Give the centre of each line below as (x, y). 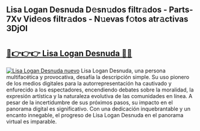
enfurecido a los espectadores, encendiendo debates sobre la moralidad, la (100, 90)
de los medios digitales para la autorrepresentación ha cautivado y (89, 83)
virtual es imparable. (32, 121)
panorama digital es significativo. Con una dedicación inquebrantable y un (98, 109)
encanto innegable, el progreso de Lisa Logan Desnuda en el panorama (95, 115)
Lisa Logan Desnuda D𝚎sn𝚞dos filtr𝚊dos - (87, 10)
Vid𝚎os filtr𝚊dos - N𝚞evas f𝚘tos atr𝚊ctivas (106, 19)
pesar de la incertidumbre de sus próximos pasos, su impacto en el (89, 102)
